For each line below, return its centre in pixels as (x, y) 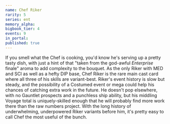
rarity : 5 (16, 15)
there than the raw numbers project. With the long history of (68, 106)
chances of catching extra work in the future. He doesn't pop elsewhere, (81, 90)
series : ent (18, 19)
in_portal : (17, 39)
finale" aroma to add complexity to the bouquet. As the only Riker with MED (84, 68)
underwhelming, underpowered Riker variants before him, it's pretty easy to (85, 111)
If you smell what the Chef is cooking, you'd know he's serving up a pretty (83, 57)
